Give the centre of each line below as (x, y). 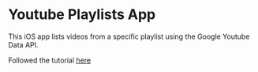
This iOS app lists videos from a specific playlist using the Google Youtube (129, 36)
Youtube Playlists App (82, 15)
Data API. (23, 44)
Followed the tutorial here (50, 60)
